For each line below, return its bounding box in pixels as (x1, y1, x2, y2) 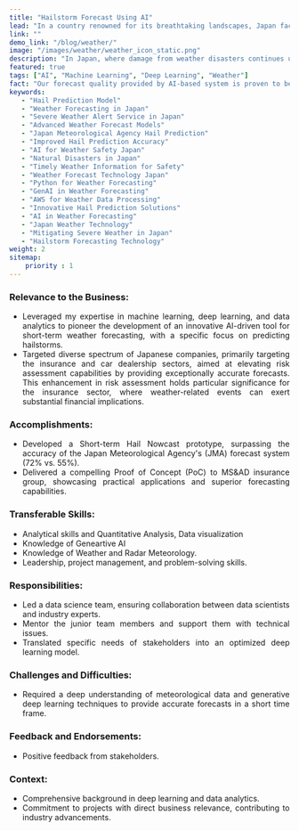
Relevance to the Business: (9, 290, 129, 303)
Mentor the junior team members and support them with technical (21, 618, 290, 629)
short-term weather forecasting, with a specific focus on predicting (21, 330, 290, 341)
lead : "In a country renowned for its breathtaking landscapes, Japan (9, 21, 277, 30)
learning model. (21, 647, 80, 657)
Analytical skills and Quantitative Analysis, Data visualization (21, 528, 244, 539)
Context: (9, 772, 48, 785)
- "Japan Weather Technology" (20, 220, 133, 229)
